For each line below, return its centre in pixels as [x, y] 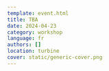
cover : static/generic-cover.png [55, 57]
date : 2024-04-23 [32, 26]
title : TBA [23, 20]
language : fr [26, 39]
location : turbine [33, 51]
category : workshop [35, 32]
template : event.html [38, 13]
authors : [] [24, 45]
